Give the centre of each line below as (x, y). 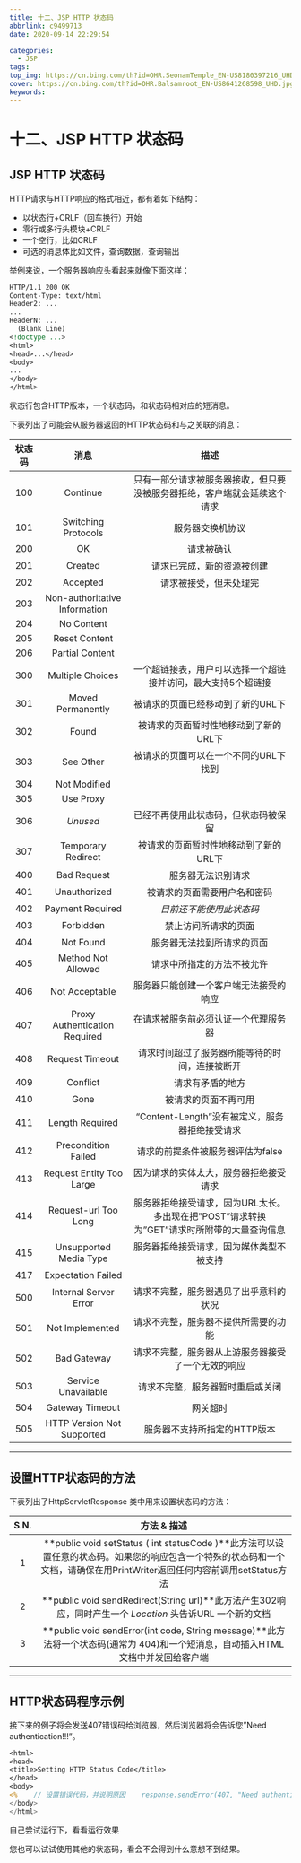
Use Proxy (83, 799)
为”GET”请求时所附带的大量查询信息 (210, 1230)
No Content (83, 624)
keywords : (28, 92)
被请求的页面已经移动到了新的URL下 (210, 704)
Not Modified (83, 784)
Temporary (83, 846)
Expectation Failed (83, 1275)
